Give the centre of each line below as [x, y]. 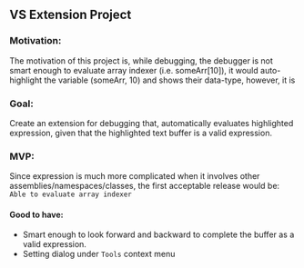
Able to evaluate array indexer [71, 194]
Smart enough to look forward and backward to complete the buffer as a [158, 234]
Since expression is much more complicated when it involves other [135, 176]
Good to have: [36, 214]
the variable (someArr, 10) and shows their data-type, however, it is [170, 80]
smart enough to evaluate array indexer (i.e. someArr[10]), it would [134, 70]
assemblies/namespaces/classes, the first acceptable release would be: [145, 186]
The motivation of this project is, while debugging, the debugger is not [141, 60]
